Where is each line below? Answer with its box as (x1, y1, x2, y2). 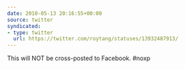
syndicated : (7, 23, 41, 29)
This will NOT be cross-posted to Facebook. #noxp (7, 54, 151, 62)
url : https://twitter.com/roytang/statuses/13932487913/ (13, 36, 179, 42)
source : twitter (7, 16, 53, 23)
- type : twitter (7, 29, 53, 36)
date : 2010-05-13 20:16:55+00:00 (7, 10, 102, 17)
